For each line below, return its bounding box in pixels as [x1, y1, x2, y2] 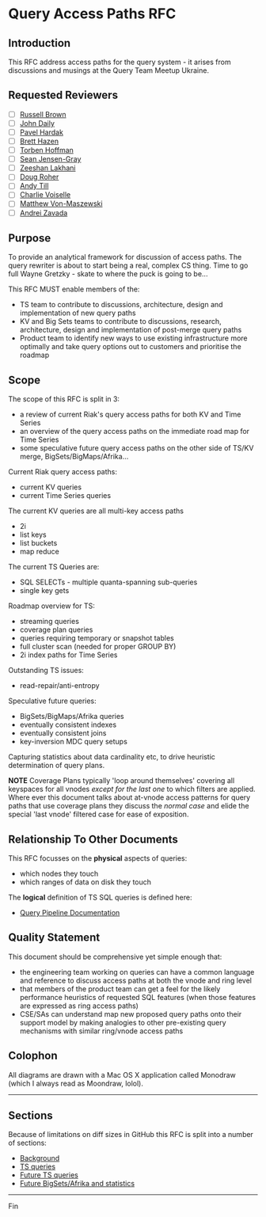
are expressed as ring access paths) [19, 1001, 139, 1010]
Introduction [8, 36, 71, 50]
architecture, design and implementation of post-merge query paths [19, 325, 242, 335]
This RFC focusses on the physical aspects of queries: [8, 854, 188, 863]
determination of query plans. [8, 761, 105, 770]
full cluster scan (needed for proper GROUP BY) [19, 642, 177, 652]
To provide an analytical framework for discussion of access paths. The [8, 253, 242, 262]
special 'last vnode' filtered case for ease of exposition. [8, 809, 189, 820]
